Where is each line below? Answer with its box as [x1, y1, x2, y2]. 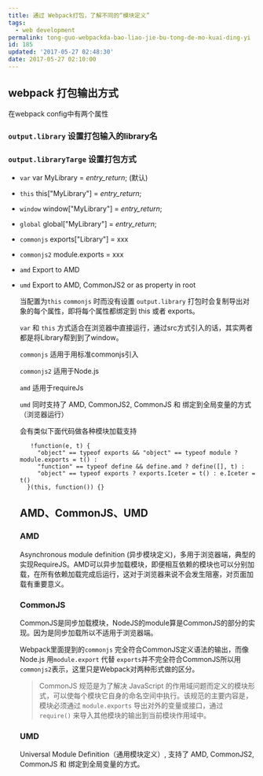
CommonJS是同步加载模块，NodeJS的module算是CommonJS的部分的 [19, 618, 249, 627]
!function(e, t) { [30, 442, 90, 449]
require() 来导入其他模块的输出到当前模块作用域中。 [38, 710, 210, 720]
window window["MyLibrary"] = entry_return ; [19, 204, 163, 213]
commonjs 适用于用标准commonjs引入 [19, 349, 139, 359]
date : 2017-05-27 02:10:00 [8, 56, 97, 64]
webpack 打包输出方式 [8, 87, 119, 100]
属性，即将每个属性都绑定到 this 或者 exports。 [46, 306, 200, 316]
